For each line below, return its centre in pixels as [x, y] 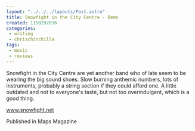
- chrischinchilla [32, 39]
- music [18, 51]
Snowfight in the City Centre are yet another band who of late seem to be [96, 73]
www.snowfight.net [30, 110]
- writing [21, 34]
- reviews [21, 56]
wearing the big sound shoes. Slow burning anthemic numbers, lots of [92, 79]
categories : [21, 28]
